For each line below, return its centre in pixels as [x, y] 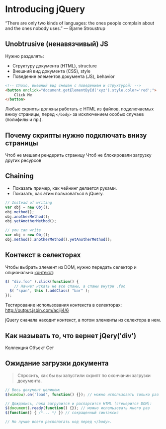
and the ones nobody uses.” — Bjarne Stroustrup [55, 28]
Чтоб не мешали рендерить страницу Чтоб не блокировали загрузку [78, 155]
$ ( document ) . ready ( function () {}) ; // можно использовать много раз [78, 408]
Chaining [19, 176]
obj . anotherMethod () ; [28, 216]
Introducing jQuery [45, 9]
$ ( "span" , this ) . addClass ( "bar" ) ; [50, 291]
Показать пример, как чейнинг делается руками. [65, 188]
